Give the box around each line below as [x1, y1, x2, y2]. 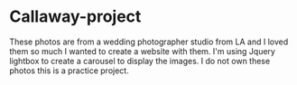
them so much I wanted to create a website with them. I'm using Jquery [9, 45, 275, 56]
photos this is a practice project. [9, 65, 129, 76]
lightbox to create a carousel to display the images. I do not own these [9, 55, 271, 66]
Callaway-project [9, 6, 142, 27]
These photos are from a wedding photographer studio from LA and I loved [9, 36, 289, 47]
